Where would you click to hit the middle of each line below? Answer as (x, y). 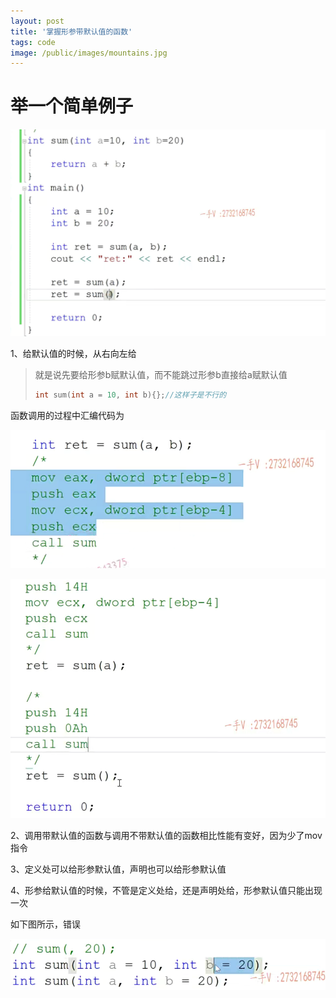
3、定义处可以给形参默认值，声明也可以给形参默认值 (118, 869)
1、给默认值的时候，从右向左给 (73, 353)
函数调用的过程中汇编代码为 (67, 415)
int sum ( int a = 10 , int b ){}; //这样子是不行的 (130, 395)
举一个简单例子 (72, 106)
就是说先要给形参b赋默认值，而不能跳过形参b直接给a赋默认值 (161, 374)
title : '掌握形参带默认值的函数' (71, 31)
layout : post (37, 21)
